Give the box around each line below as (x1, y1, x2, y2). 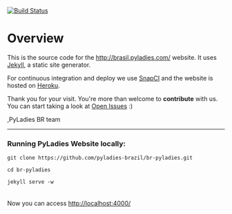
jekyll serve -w (7, 179, 54, 186)
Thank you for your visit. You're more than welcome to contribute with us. (7, 94, 218, 103)
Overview (7, 31, 64, 46)
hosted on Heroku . (7, 81, 60, 89)
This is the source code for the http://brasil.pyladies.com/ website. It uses (7, 53, 217, 61)
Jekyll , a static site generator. (7, 61, 91, 69)
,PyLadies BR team (7, 115, 61, 123)
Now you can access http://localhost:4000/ (7, 200, 131, 208)
